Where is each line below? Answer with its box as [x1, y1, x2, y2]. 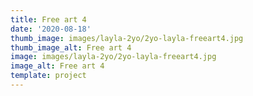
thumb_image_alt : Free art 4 [10, 42, 132, 53]
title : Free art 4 [10, 14, 87, 25]
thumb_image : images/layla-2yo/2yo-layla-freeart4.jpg [10, 33, 244, 43]
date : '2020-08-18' [10, 24, 92, 34]
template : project [10, 71, 87, 81]
